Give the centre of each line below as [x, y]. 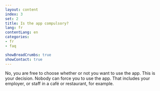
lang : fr [14, 28]
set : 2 [12, 19]
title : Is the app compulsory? [37, 23]
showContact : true [24, 59]
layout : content [22, 10]
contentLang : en [22, 32]
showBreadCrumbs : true [28, 55]
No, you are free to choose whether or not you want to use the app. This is [80, 73]
